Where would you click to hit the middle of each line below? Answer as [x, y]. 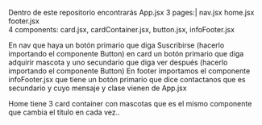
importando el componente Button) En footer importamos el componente [129, 71]
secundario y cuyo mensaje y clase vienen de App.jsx [98, 88]
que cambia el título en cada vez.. [64, 112]
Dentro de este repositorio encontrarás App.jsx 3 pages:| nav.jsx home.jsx [131, 12]
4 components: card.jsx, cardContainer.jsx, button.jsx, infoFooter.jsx [122, 29]
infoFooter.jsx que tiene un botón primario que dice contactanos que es [127, 79]
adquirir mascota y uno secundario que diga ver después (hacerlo [118, 62]
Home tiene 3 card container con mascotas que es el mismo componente [130, 104]
